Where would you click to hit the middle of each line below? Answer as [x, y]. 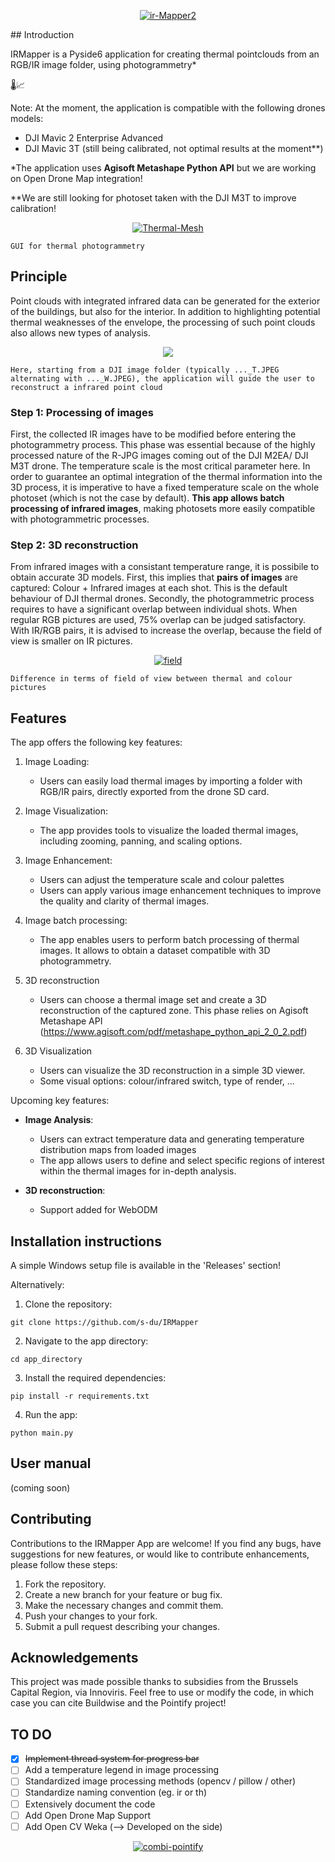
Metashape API [71, 1021]
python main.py [42, 1433]
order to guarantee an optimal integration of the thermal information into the [166, 477]
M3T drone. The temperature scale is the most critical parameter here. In [160, 466]
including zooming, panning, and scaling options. [141, 841]
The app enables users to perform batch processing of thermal [169, 940]
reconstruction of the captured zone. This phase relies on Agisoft [174, 1011]
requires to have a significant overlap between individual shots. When [154, 609]
